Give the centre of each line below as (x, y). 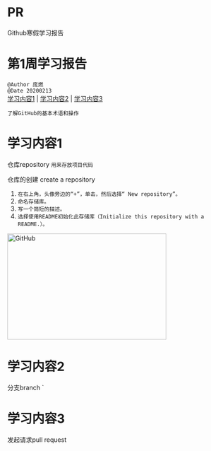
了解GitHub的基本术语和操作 (43, 113)
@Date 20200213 (30, 90)
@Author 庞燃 (25, 84)
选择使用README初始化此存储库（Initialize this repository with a (111, 216)
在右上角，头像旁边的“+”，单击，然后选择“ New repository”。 (99, 194)
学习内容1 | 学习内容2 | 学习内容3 (55, 98)
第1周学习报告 (47, 64)
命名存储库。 (34, 201)
